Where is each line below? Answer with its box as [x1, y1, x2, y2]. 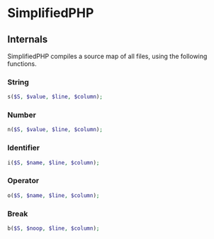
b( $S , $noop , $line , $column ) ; [7, 225, 100, 232]
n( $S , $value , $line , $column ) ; [7, 126, 103, 133]
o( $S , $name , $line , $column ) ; [7, 191, 100, 199]
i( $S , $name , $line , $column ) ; [7, 159, 100, 166]
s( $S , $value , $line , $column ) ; [7, 94, 103, 101]
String [7, 77, 30, 87]
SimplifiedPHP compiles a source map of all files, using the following [7, 52, 208, 60]
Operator [7, 176, 40, 186]
